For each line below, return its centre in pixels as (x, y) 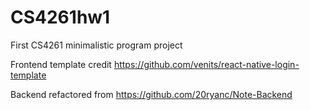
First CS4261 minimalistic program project (96, 45)
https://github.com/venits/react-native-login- (206, 64)
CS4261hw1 (60, 17)
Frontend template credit (61, 64)
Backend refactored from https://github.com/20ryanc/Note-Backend (151, 94)
